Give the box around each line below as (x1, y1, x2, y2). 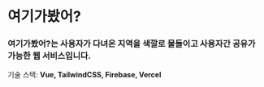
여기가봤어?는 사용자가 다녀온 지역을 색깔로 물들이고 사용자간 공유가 (7, 38, 256, 49)
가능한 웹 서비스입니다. (7, 50, 91, 61)
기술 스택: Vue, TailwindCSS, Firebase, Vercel (7, 70, 162, 80)
